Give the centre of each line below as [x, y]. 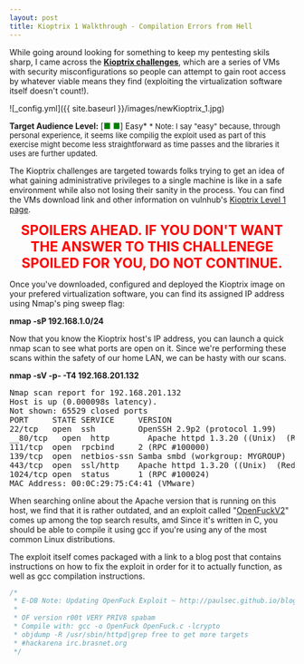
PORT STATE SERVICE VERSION [90, 420]
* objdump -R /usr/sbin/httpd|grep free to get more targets [131, 635]
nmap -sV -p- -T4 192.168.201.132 [74, 375]
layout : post [34, 18]
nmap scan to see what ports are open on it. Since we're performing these [148, 348]
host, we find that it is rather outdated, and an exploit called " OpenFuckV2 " [149, 510]
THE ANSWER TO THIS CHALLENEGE [152, 246]
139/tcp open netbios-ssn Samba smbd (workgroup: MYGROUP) [148, 456]
